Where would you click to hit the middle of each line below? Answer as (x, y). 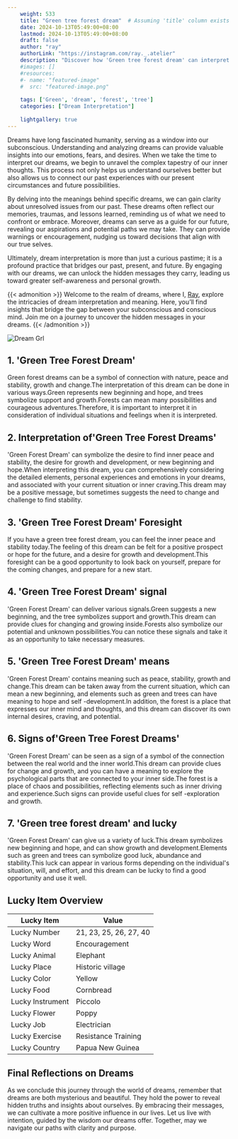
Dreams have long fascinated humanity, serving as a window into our (108, 140)
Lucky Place (31, 967)
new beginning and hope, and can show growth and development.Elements (118, 848)
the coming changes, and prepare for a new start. (80, 569)
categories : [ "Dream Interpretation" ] (77, 107)
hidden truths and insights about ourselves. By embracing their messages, (116, 1105)
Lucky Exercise (36, 1036)
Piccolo (88, 1002)
